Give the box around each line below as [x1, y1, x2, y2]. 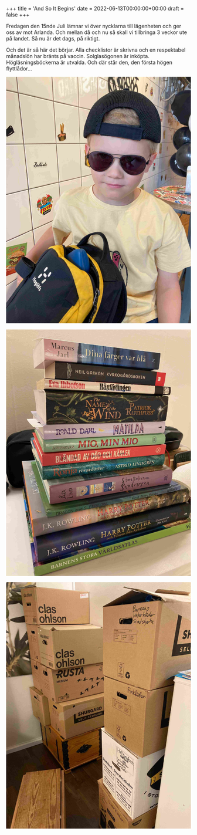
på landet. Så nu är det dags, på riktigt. [6, 35, 100, 42]
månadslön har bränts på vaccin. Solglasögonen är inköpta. [6, 53, 150, 59]
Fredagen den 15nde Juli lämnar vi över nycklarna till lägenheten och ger [6, 23, 182, 29]
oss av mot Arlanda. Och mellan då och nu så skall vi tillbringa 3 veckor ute [6, 29, 188, 36]
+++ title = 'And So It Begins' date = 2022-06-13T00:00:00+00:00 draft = [6, 5, 185, 12]
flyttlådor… [6, 65, 32, 72]
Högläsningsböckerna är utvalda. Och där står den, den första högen [6, 59, 173, 66]
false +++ [6, 11, 30, 18]
